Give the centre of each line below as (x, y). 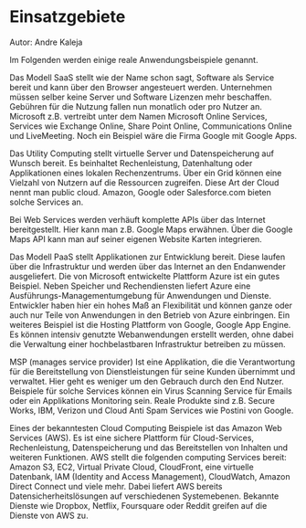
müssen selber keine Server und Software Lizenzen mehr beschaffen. (141, 97)
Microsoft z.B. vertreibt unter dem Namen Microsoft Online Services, (138, 116)
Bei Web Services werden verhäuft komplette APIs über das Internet (138, 219)
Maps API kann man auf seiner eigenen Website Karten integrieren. (136, 238)
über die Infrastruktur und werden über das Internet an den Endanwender (148, 266)
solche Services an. (47, 202)
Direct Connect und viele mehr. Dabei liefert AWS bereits (116, 486)
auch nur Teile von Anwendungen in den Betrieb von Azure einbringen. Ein (150, 315)
